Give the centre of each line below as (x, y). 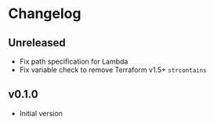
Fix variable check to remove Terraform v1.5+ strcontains (113, 70)
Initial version (41, 113)
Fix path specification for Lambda (74, 61)
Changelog (45, 14)
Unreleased (37, 43)
